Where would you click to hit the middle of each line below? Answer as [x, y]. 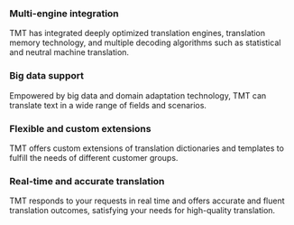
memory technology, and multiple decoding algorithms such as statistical [145, 42]
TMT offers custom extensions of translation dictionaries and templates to [147, 148]
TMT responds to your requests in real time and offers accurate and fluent [147, 201]
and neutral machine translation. [69, 52]
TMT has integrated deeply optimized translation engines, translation [138, 33]
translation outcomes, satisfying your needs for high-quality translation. [142, 211]
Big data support [46, 76]
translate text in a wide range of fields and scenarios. [108, 105]
